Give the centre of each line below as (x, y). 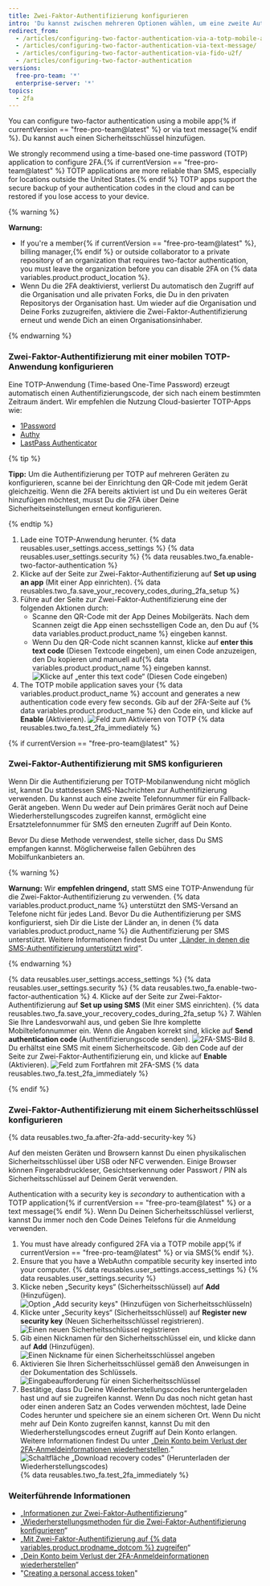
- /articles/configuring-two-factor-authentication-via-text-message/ (136, 46)
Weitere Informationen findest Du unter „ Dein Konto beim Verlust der (133, 1441)
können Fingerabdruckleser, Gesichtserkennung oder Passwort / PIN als (128, 1170)
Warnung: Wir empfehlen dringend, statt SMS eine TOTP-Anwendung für (131, 888)
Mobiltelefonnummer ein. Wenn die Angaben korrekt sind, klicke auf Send (131, 1030)
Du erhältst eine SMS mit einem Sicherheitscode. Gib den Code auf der (126, 1047)
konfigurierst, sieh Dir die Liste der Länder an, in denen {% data (114, 922)
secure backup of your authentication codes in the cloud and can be (122, 188)
